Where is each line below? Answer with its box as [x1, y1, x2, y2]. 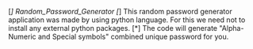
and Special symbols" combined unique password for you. [37, 32, 229, 41]
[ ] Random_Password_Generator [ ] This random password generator [8, 7, 232, 16]
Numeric [8, 32, 37, 41]
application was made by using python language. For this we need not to [8, 15, 246, 24]
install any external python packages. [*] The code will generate [8, 24, 218, 32]
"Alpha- [219, 24, 244, 32]
